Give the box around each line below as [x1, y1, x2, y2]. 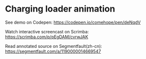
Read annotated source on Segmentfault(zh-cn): [5, 43, 102, 49]
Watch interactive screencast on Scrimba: [5, 29, 89, 34]
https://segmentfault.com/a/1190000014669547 [5, 48, 101, 54]
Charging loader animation [5, 3, 115, 15]
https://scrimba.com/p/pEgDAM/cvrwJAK [5, 34, 89, 40]
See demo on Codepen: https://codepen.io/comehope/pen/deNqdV [5, 19, 141, 25]
